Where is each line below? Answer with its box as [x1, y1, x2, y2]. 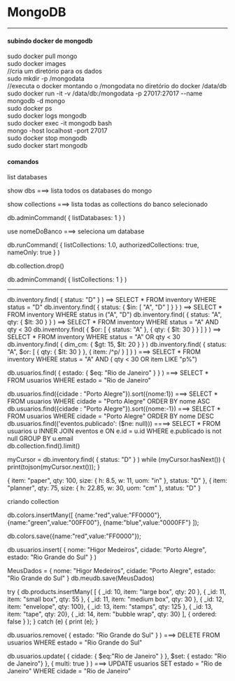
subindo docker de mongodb [7, 36, 93, 45]
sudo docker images [7, 60, 66, 68]
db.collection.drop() [7, 262, 64, 270]
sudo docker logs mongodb [7, 111, 87, 120]
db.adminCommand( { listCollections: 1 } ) [7, 275, 127, 284]
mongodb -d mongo [7, 97, 65, 105]
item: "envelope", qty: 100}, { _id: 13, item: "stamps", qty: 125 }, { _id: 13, [7, 603, 213, 611]
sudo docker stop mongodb [7, 134, 87, 142]
